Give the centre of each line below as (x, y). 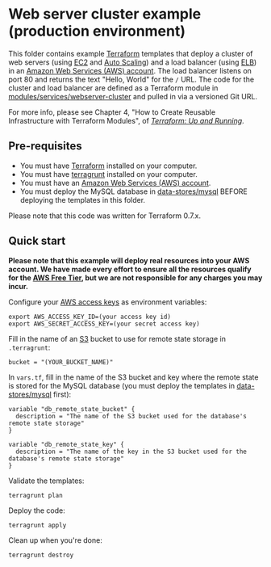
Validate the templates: (46, 481)
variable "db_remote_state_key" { (67, 444)
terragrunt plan (35, 495)
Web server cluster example (105, 14)
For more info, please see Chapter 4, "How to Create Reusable (112, 112)
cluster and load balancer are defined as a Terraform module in (113, 88)
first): (63, 394)
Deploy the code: (37, 510)
